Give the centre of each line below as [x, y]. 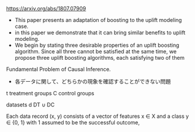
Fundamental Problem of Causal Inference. [59, 69]
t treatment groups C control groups [50, 93]
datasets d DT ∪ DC [30, 105]
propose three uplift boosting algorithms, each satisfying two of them [100, 58]
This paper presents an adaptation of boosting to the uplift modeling [98, 20]
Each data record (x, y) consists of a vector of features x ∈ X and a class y [97, 116]
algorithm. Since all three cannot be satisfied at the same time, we [96, 51]
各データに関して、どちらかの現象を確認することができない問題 [93, 81]
